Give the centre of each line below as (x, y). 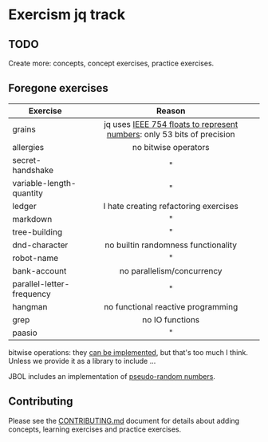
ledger (25, 206)
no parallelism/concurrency (171, 270)
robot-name (35, 258)
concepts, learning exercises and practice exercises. (95, 429)
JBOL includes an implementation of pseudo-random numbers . (112, 376)
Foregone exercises (59, 88)
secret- (27, 160)
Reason (171, 111)
